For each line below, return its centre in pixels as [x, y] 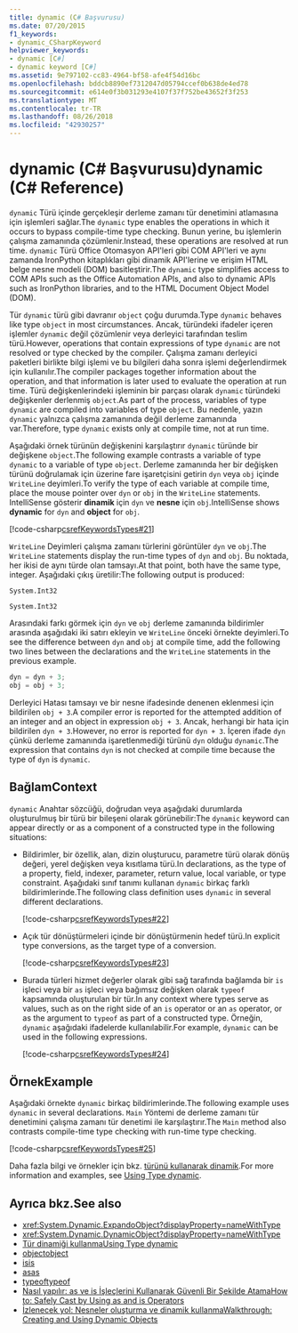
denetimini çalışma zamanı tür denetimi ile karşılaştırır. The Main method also [148, 1122]
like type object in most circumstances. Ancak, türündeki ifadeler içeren [141, 324]
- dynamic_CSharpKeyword [55, 42]
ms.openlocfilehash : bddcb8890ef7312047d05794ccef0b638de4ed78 [129, 84]
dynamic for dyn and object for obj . [75, 512]
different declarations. [63, 901]
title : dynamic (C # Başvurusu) [67, 17]
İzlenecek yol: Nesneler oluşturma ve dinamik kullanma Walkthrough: [147, 1310]
